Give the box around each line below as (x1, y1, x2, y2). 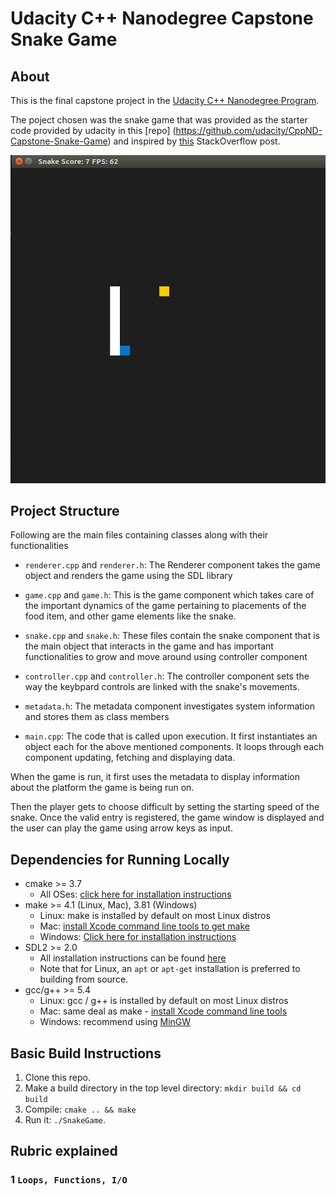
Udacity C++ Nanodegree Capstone (10, 7, 314, 30)
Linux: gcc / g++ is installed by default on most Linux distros (39, 995, 289, 1007)
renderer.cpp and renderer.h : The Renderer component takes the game (24, 559, 321, 571)
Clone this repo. (24, 1071, 91, 1083)
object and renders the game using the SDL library (24, 570, 233, 582)
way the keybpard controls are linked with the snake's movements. (24, 681, 300, 693)
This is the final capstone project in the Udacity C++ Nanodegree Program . (10, 95, 320, 106)
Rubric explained (10, 1143, 118, 1160)
